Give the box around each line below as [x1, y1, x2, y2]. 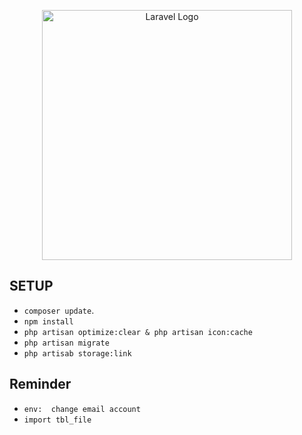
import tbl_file [23, 415, 92, 425]
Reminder [9, 376, 72, 393]
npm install [23, 316, 74, 327]
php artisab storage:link [23, 348, 132, 359]
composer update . [23, 304, 95, 316]
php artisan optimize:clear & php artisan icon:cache [23, 327, 253, 337]
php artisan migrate [23, 338, 110, 348]
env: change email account [23, 404, 141, 414]
